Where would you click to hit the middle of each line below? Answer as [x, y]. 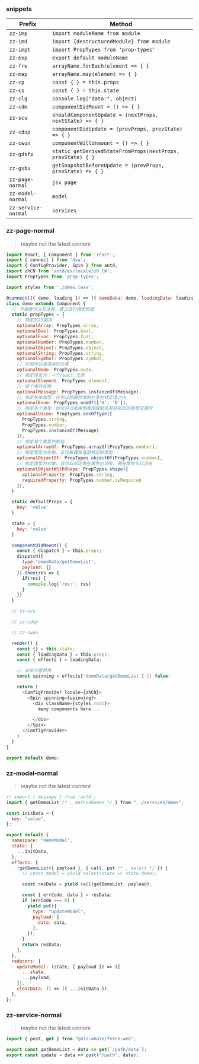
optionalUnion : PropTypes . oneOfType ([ [65, 414]
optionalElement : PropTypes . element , [63, 381]
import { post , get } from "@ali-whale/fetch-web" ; [71, 1038]
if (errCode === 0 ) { [49, 901]
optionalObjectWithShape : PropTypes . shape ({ [73, 469]
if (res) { [34, 578]
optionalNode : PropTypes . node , [55, 370]
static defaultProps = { [42, 502]
